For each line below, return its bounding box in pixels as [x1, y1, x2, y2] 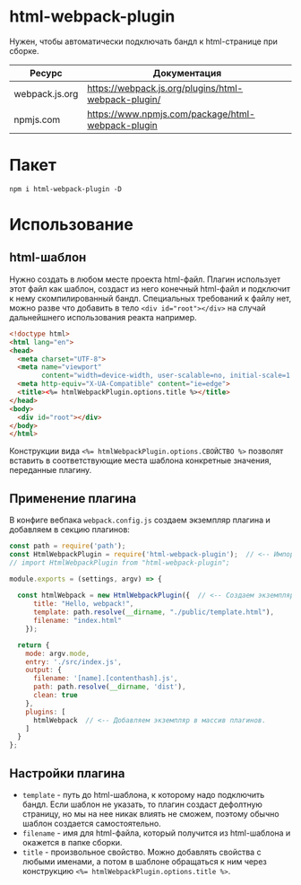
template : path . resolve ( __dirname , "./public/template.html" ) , [32, 608, 275, 617]
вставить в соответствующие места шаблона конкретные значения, [9, 455, 271, 466]
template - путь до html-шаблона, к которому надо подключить [21, 790, 265, 800]
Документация [152, 66, 222, 79]
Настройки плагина [9, 766, 125, 781]
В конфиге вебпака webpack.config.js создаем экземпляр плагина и [9, 514, 271, 526]
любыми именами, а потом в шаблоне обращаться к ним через [21, 856, 267, 867]
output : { [25, 666, 63, 675]
